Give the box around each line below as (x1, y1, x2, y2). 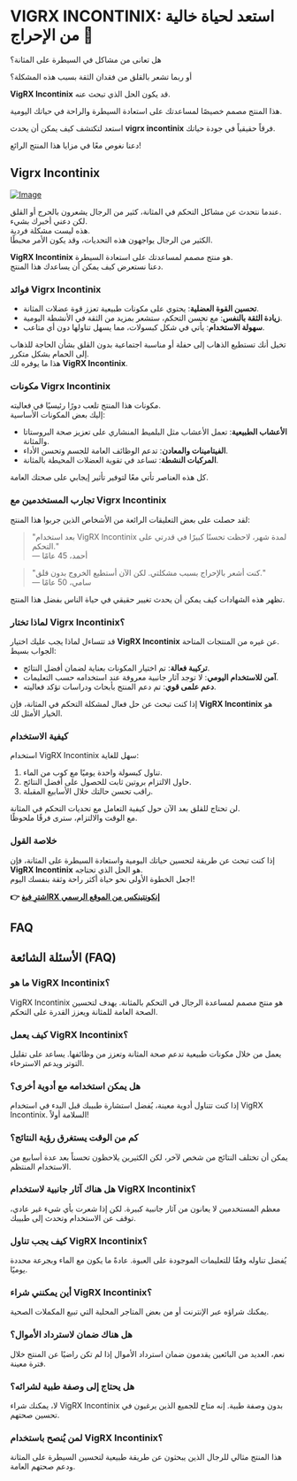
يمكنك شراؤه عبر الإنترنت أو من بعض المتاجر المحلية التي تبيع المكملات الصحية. (10, 1307, 270, 1317)
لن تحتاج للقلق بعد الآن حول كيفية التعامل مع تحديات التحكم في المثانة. (10, 803, 240, 814)
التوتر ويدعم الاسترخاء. (10, 1057, 85, 1068)
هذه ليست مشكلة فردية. (10, 225, 91, 235)
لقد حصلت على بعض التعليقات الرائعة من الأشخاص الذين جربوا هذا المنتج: (10, 514, 250, 525)
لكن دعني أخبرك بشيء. (10, 215, 88, 226)
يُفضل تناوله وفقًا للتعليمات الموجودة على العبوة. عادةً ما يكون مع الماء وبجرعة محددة (10, 1255, 287, 1266)
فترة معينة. (10, 1358, 47, 1369)
